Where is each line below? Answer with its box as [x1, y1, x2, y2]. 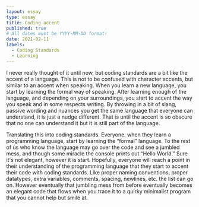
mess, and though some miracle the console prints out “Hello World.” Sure [6, 149, 188, 157]
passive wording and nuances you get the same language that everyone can [6, 107, 193, 114]
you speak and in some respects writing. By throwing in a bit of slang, [6, 100, 177, 107]
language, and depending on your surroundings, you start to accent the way [6, 94, 193, 101]
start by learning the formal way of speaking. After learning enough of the [6, 88, 187, 95]
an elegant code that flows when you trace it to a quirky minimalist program [6, 187, 191, 195]
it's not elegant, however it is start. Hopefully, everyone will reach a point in [6, 156, 190, 163]
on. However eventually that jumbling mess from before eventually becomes [6, 181, 193, 189]
